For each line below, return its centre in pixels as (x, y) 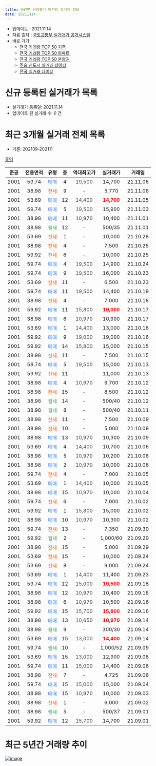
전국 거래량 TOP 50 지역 (42, 47)
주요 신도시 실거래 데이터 (43, 65)
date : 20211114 (20, 14)
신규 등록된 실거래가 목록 (51, 93)
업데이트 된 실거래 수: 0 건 (37, 113)
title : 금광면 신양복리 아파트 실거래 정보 (42, 10)
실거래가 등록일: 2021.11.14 (38, 107)
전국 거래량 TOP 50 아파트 (44, 53)
